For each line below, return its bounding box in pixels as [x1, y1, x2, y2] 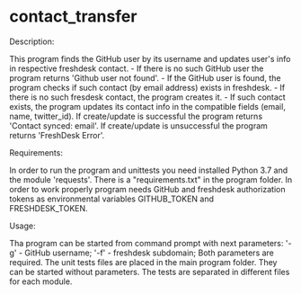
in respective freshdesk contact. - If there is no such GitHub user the [9, 63, 264, 74]
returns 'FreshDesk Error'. [9, 129, 105, 140]
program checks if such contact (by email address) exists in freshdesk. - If [9, 82, 286, 93]
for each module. [9, 276, 73, 287]
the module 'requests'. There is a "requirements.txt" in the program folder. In [9, 174, 293, 185]
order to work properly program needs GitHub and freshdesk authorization [9, 183, 286, 194]
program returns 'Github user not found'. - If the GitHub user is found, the [9, 72, 281, 83]
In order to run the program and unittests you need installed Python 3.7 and [9, 165, 288, 175]
